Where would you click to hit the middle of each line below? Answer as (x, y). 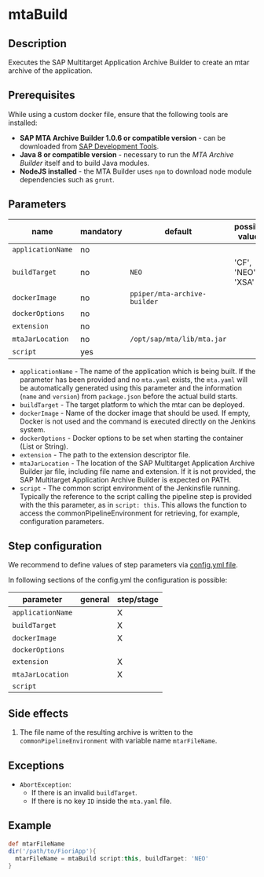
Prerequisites (42, 95)
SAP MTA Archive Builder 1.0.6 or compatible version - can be (123, 138)
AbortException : (46, 784)
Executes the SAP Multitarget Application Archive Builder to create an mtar (129, 62)
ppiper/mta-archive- (168, 294)
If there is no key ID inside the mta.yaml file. (101, 801)
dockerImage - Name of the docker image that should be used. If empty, (135, 413)
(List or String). (44, 446)
